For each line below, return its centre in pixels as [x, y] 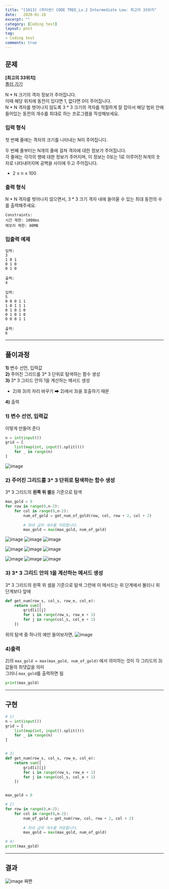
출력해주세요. [23, 205]
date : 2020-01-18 [26, 15]
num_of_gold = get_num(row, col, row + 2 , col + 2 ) [79, 818]
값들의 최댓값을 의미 [25, 667]
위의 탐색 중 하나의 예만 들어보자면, [39, 634]
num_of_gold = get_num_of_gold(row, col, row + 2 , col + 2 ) [88, 516]
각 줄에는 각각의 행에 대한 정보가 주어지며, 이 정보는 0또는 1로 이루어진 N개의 [80, 156]
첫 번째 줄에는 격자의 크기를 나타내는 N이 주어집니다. [57, 140]
